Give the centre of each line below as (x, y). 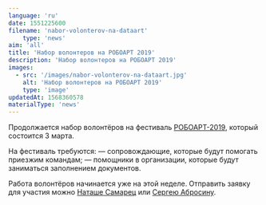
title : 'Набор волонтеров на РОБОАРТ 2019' (82, 53)
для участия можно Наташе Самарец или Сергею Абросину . (112, 192)
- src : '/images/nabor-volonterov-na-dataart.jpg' (101, 75)
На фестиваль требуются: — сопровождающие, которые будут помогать (133, 152)
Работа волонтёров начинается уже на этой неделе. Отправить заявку (129, 183)
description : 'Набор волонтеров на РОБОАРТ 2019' (93, 61)
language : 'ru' (34, 16)
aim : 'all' (26, 45)
